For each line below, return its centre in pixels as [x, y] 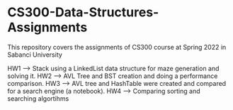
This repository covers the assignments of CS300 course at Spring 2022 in [117, 47]
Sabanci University [35, 55]
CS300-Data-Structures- [83, 12]
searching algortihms [38, 98]
